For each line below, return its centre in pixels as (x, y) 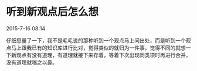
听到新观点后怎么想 (52, 12)
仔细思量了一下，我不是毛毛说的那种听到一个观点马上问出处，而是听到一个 (96, 40)
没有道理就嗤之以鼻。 (32, 62)
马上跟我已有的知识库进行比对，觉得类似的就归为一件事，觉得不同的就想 (98, 48)
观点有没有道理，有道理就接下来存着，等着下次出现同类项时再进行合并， (103, 55)
